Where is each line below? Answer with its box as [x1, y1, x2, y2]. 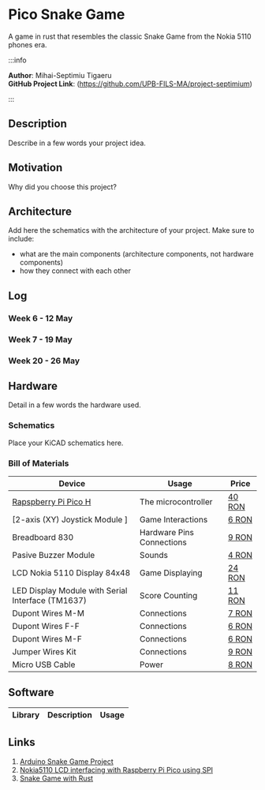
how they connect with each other [19, 266, 132, 275]
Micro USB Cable [12, 659, 76, 670]
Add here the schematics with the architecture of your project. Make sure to [8, 226, 255, 235]
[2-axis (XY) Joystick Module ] [12, 514, 129, 525]
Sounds [139, 549, 168, 560]
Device [58, 477, 86, 489]
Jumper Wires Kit [12, 646, 77, 657]
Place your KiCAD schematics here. [8, 438, 124, 447]
